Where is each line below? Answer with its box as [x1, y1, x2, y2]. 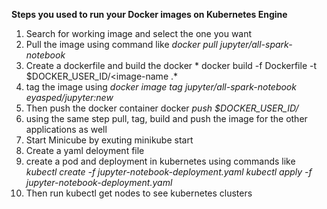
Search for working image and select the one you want [25, 28, 253, 39]
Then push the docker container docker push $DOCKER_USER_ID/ [25, 102, 299, 114]
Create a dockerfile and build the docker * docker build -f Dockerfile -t [25, 60, 318, 71]
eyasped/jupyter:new [25, 92, 114, 103]
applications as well [25, 124, 108, 135]
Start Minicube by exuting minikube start [25, 134, 194, 146]
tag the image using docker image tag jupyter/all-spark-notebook [25, 81, 297, 93]
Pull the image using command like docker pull [25, 39, 218, 50]
